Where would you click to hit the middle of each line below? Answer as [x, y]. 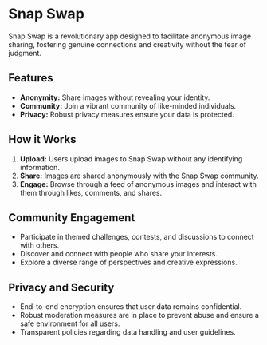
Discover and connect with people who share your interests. [118, 254]
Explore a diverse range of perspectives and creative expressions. [128, 262]
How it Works [42, 139]
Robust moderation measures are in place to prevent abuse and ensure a [139, 315]
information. [39, 167]
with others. [39, 245]
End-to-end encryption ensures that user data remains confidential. [131, 307]
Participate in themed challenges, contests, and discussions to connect [137, 237]
